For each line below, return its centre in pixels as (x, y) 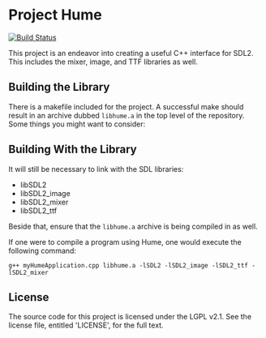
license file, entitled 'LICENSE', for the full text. (86, 325)
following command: (43, 250)
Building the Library (59, 87)
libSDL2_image (45, 193)
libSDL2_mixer (44, 202)
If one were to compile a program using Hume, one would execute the (125, 242)
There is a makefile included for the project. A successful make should (126, 106)
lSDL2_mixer (28, 272)
